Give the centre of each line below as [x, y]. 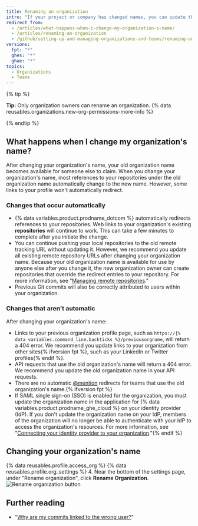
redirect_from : [25, 22]
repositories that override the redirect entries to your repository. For [97, 274]
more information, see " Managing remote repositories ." [82, 281]
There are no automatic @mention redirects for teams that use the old [99, 383]
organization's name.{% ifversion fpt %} [64, 389]
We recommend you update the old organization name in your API [95, 370]
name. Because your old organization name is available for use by [95, 262]
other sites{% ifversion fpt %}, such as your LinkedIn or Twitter [91, 352]
